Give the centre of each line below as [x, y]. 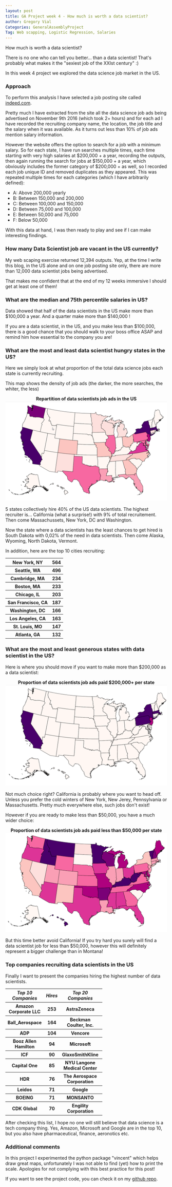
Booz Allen [25, 1041]
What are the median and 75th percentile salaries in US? [77, 299]
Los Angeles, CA [28, 618]
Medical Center [80, 1068]
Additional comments [33, 1146]
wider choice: [20, 820]
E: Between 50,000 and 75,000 [45, 215]
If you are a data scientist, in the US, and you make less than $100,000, [80, 327]
